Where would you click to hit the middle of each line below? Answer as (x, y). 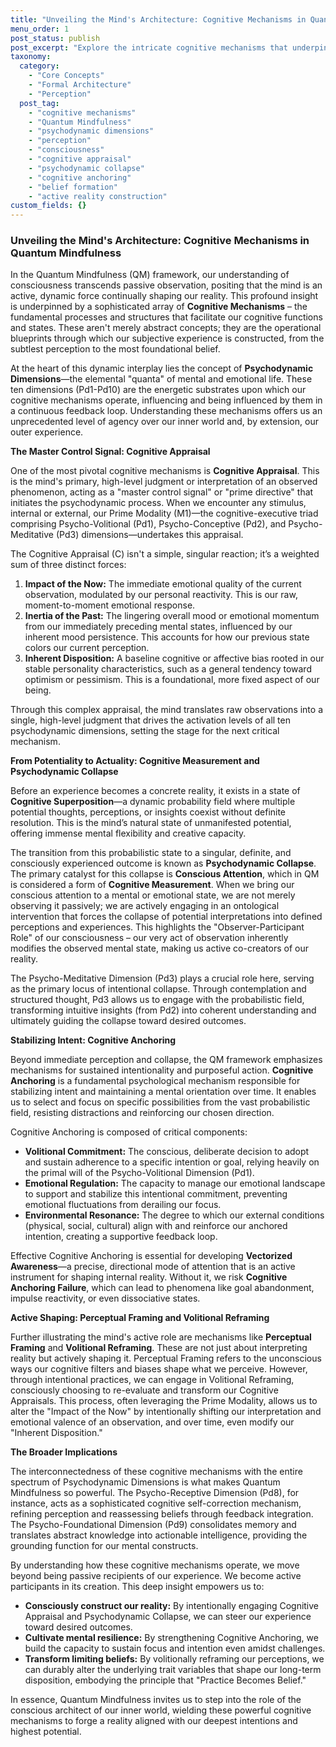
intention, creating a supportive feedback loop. (121, 1237)
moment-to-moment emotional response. (110, 605)
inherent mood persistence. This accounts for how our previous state (167, 637)
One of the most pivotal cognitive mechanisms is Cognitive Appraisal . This (165, 471)
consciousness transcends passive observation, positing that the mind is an (166, 285)
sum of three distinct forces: (68, 565)
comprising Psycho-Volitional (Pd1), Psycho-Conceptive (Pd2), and (148, 524)
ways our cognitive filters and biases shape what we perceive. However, (159, 1369)
